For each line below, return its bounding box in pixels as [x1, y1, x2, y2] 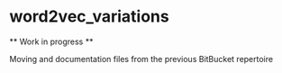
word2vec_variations [9, 6, 169, 27]
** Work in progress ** [9, 36, 94, 47]
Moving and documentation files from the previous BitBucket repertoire [9, 53, 273, 64]
